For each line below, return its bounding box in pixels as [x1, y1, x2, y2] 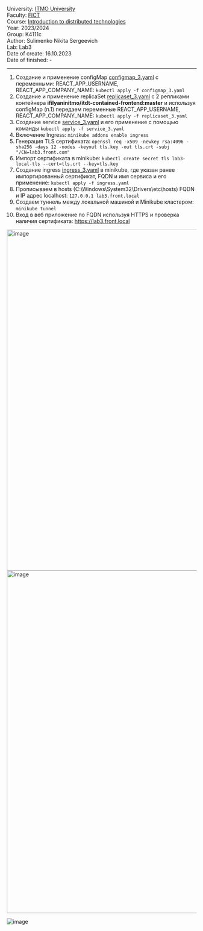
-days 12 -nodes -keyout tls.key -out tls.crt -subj [34, 144, 170, 150]
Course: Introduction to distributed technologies [7, 18, 126, 25]
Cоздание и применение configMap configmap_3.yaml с [15, 74, 159, 81]
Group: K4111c [7, 31, 42, 38]
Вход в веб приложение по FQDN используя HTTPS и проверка [15, 211, 180, 218]
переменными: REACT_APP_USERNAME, [15, 80, 119, 87]
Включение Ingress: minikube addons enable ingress [15, 131, 149, 138]
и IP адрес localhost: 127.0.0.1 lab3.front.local [15, 192, 140, 199]
